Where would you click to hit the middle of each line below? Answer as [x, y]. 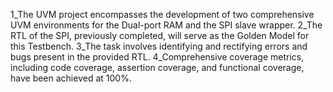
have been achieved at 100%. [71, 78]
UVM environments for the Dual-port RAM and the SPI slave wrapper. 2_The [166, 25]
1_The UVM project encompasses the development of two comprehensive [162, 14]
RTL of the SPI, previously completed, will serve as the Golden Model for [160, 35]
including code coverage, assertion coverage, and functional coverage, [157, 67]
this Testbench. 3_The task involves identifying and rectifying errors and [159, 46]
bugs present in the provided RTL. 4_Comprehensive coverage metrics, [157, 57]
